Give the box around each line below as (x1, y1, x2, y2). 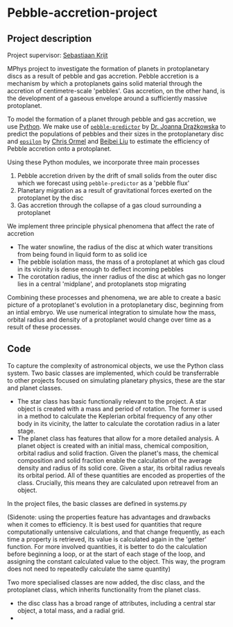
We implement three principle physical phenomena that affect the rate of (7, 222, 215, 230)
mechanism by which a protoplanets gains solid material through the (7, 79, 202, 88)
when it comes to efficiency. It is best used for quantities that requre (7, 520, 202, 528)
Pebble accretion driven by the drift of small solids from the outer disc (17, 172, 217, 180)
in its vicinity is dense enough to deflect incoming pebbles (17, 265, 184, 273)
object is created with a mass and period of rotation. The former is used (17, 404, 223, 413)
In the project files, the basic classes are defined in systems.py (7, 499, 187, 507)
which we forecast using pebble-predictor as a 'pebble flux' (17, 179, 190, 187)
